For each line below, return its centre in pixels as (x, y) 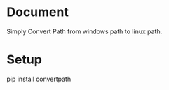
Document (38, 12)
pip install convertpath (39, 79)
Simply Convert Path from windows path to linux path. (84, 31)
